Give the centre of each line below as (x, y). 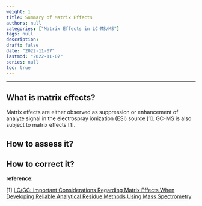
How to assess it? (40, 144)
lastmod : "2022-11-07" (35, 56)
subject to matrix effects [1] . (41, 125)
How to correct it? (41, 164)
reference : (20, 178)
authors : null (24, 23)
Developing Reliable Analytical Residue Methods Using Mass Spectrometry (99, 196)
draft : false (23, 46)
